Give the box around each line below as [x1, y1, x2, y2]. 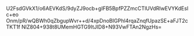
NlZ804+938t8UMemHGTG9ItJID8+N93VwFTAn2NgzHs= [21, 23, 162, 30]
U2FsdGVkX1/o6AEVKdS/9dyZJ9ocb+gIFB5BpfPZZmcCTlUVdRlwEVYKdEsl [6, 5, 189, 12]
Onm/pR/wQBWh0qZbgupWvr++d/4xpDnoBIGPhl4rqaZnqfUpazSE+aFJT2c [6, 17, 188, 24]
